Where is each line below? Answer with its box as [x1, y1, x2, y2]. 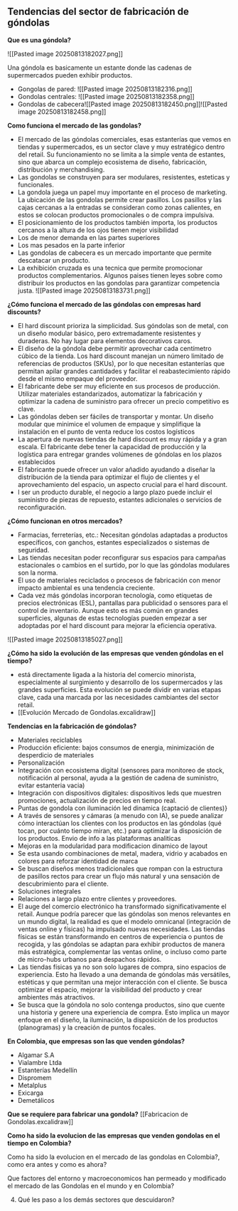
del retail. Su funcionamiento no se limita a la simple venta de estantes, [17, 150, 226, 159]
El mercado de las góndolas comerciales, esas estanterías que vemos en [17, 135, 231, 143]
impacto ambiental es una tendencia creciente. [17, 583, 155, 592]
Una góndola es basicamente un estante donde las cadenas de [7, 63, 192, 72]
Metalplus [17, 1081, 48, 1089]
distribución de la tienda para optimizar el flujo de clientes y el [17, 473, 200, 481]
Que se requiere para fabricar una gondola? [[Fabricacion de [7, 1110, 188, 1118]
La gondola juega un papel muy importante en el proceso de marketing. [17, 188, 227, 196]
